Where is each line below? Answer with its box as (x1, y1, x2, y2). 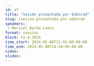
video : (5, 49, 19, 54)
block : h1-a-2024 (5, 35, 41, 40)
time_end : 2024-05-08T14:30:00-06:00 (5, 44, 83, 49)
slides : (5, 53, 21, 59)
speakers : (5, 21, 26, 26)
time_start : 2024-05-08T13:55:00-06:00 (5, 40, 88, 45)
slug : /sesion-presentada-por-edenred (5, 16, 85, 21)
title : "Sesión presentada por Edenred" (5, 12, 90, 17)
